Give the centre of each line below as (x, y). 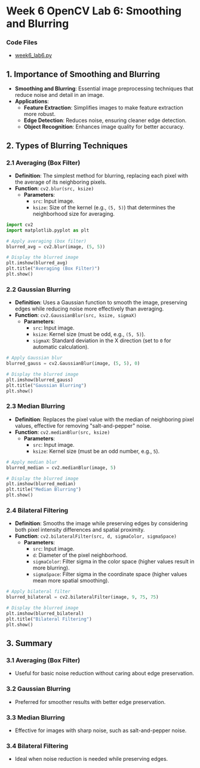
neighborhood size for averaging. (74, 214)
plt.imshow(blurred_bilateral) (45, 614)
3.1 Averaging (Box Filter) (43, 660)
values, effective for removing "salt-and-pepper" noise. (83, 425)
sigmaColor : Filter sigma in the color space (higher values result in (113, 562)
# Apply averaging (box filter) (46, 241)
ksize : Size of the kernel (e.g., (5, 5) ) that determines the (104, 207)
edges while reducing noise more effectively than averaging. (89, 309)
